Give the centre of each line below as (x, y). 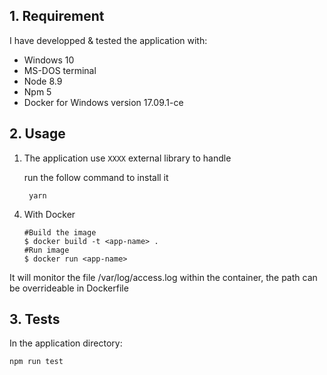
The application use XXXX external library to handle (127, 158)
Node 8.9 (43, 81)
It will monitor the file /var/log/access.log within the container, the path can (163, 277)
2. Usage (37, 134)
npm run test (36, 362)
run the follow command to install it (96, 177)
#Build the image (60, 232)
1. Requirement (57, 16)
